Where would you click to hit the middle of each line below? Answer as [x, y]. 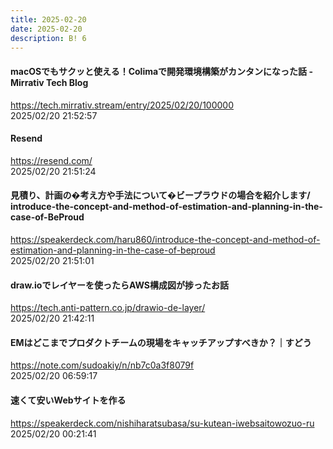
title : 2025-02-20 [48, 19]
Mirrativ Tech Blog [49, 82]
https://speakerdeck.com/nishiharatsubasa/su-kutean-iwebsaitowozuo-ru [162, 423]
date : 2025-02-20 [46, 29]
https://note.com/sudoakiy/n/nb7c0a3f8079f [102, 365]
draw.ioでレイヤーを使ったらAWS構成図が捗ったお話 [120, 285]
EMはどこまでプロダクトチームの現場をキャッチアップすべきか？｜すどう [161, 342]
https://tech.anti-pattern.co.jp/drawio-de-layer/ [108, 308]
